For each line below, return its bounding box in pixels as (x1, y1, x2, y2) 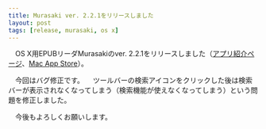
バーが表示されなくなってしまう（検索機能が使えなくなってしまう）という (8, 85, 252, 95)
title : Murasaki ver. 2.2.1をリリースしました (8, 11, 154, 20)
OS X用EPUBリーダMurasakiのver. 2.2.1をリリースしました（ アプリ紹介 (14, 49, 248, 59)
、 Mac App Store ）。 (21, 59, 89, 68)
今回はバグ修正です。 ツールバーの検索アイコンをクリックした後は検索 (14, 76, 253, 85)
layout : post (8, 19, 52, 27)
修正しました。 (21, 96, 71, 105)
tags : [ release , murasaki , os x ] (8, 26, 119, 34)
